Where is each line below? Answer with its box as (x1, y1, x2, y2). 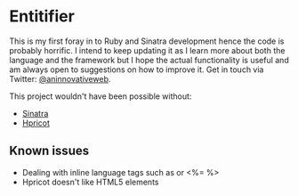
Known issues (9, 143, 90, 159)
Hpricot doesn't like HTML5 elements (21, 176, 159, 187)
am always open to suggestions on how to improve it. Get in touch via (9, 64, 264, 75)
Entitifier (9, 6, 76, 27)
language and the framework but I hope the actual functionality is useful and (9, 54, 289, 65)
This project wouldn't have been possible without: (9, 91, 192, 102)
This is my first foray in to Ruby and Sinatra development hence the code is (9, 36, 285, 46)
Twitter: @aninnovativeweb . (9, 73, 111, 84)
